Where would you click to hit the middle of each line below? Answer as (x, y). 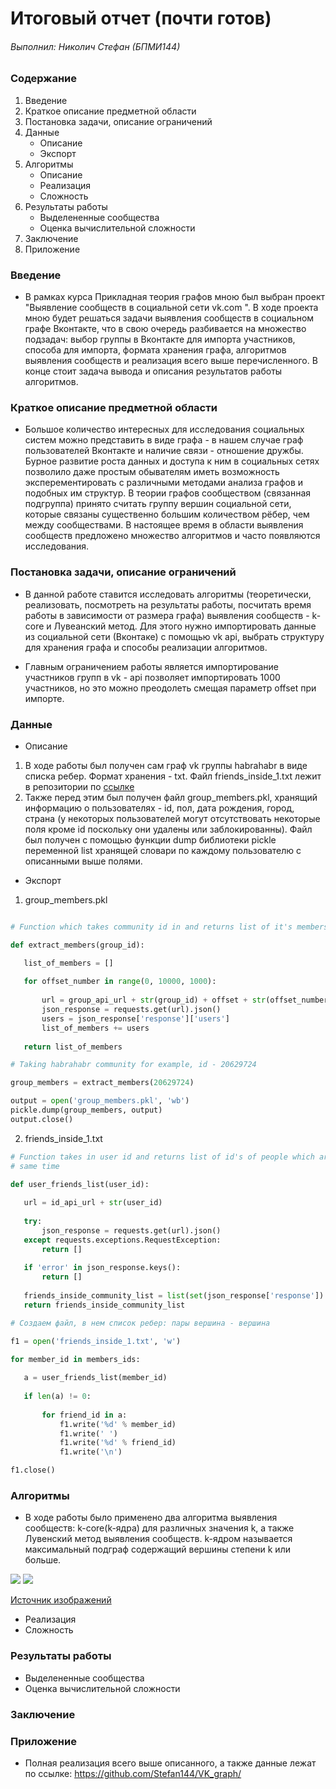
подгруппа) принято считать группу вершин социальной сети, (158, 504)
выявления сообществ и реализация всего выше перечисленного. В (171, 361)
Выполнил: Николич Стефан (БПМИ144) (95, 46)
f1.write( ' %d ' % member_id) (118, 1424)
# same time (35, 1166)
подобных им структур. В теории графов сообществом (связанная (168, 493)
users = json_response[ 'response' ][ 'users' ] (135, 1018)
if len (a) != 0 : (57, 1397)
